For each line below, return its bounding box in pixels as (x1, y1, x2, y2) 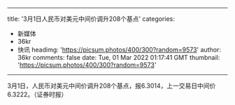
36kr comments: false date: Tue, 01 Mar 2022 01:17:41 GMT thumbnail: (17, 54, 220, 61)
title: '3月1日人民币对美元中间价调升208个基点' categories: (7, 15, 175, 23)
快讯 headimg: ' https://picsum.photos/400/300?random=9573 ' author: (17, 46, 222, 54)
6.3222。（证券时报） (7, 90, 68, 98)
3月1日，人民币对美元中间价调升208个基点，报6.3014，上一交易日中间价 (7, 81, 216, 90)
